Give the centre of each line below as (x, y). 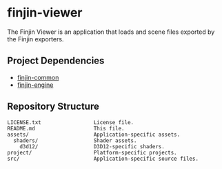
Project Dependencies (56, 61)
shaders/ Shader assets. (75, 140)
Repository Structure (53, 107)
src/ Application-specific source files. (103, 159)
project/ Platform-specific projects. (92, 152)
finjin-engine (35, 85)
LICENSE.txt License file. (71, 122)
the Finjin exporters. (36, 39)
